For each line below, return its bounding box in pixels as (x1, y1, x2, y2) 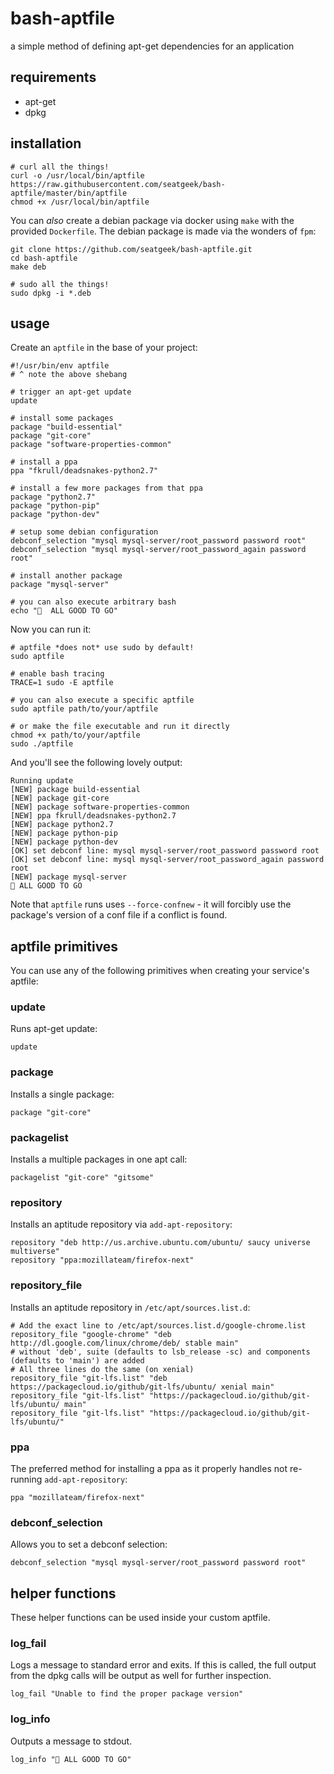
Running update (10, 776, 74, 786)
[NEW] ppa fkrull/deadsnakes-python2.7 (10, 811, 177, 821)
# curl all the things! (10, 162, 110, 172)
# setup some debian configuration (10, 527, 159, 537)
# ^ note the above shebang (10, 370, 128, 380)
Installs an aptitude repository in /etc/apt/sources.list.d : (10, 1301, 251, 1313)
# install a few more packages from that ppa (10, 483, 203, 494)
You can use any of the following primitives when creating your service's (10, 965, 310, 977)
